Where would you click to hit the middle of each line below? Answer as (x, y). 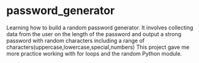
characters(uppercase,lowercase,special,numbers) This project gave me (98, 47)
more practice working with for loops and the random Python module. (94, 53)
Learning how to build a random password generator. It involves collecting (100, 28)
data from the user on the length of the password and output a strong (94, 34)
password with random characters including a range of (76, 40)
